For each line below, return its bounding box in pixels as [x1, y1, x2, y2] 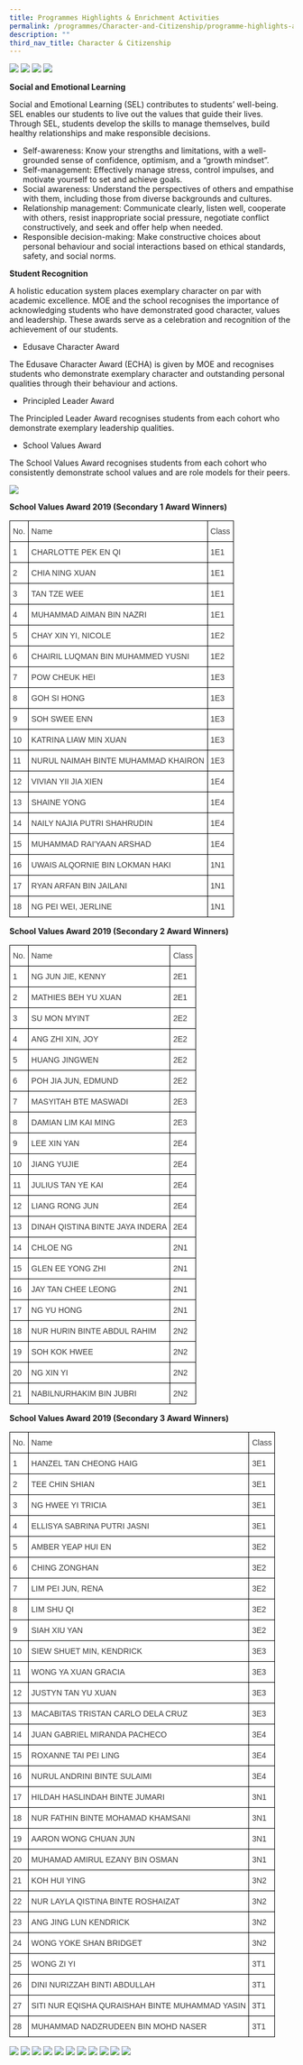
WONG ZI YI [31, 1959, 77, 1969]
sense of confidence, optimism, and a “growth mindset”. [60, 155, 270, 166]
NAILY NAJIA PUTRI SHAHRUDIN [31, 818, 153, 829]
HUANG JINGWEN [31, 1055, 99, 1065]
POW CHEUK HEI [31, 673, 96, 683]
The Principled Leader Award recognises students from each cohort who [9, 413, 280, 424]
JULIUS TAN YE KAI [31, 1180, 104, 1190]
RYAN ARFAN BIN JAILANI [31, 881, 128, 891]
